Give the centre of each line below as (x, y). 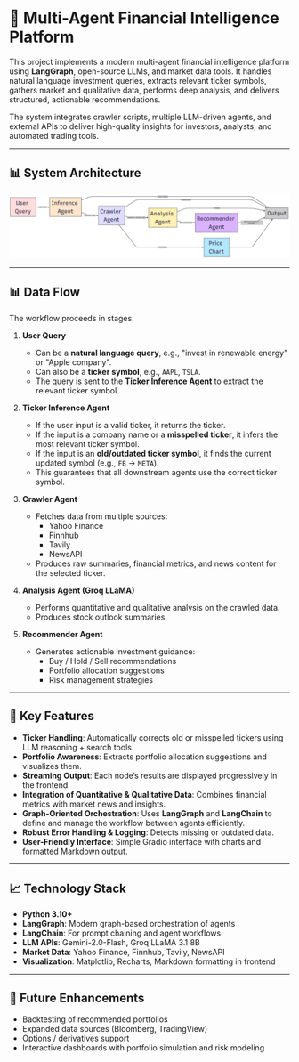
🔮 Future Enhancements (77, 997)
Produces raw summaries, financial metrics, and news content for (156, 563)
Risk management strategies (101, 679)
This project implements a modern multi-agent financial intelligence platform (149, 61)
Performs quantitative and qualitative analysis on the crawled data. (158, 607)
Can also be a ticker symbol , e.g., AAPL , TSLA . (118, 371)
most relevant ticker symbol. (87, 443)
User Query (44, 335)
